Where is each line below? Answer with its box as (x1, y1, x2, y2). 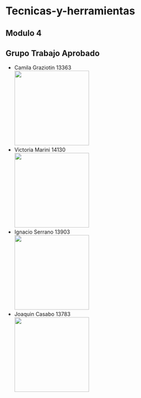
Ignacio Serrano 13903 (14, 228, 70, 235)
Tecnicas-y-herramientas (5, 4, 135, 18)
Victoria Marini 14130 (14, 146, 66, 154)
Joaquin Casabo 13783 (14, 311, 71, 318)
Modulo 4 (5, 28, 42, 38)
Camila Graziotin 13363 (14, 64, 72, 71)
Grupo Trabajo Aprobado (5, 48, 100, 58)
